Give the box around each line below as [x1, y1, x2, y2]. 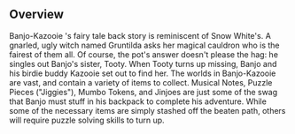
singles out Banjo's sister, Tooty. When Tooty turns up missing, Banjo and [9, 58, 277, 69]
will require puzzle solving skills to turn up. [9, 115, 166, 125]
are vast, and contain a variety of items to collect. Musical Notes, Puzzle [9, 77, 273, 87]
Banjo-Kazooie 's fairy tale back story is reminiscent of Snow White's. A [9, 30, 272, 41]
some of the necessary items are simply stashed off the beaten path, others [9, 105, 286, 115]
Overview [9, 7, 65, 22]
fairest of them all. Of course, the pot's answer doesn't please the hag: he [9, 48, 279, 60]
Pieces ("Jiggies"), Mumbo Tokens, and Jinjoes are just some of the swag [9, 86, 278, 97]
